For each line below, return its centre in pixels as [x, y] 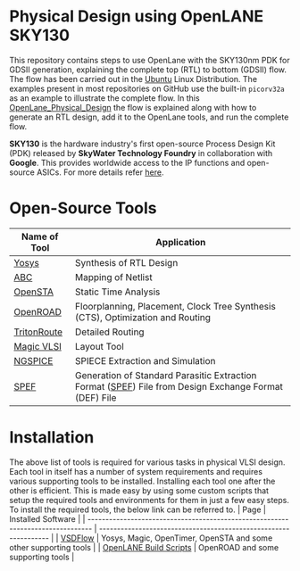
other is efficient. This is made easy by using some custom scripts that [139, 490]
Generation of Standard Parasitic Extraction [166, 375]
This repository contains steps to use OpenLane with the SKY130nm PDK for [150, 60]
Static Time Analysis [117, 292]
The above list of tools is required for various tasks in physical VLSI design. [147, 462]
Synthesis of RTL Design [126, 262]
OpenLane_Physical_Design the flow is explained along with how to [133, 107]
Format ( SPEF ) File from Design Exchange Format [179, 386]
